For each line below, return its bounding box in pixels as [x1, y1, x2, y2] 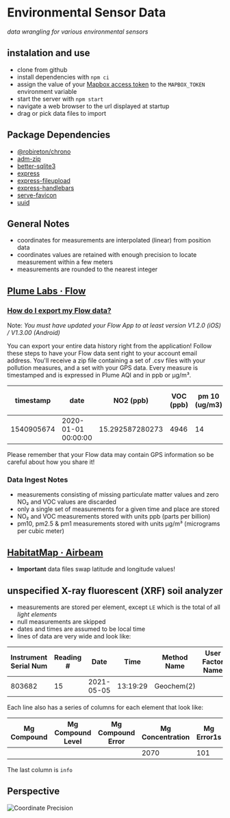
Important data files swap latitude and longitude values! [16, 565, 176, 573]
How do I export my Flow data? [7, 306, 112, 315]
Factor [201, 656, 224, 666]
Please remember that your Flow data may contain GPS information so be [7, 451, 214, 459]
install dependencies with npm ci [16, 73, 110, 81]
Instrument [10, 652, 48, 662]
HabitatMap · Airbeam [7, 547, 104, 558]
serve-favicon [16, 190, 57, 199]
